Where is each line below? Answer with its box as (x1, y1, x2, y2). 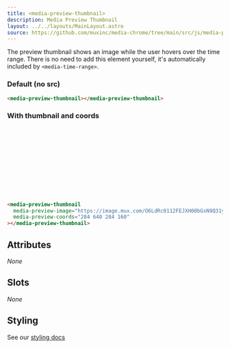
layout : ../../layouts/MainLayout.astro (7, 23, 125, 29)
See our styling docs (7, 333, 66, 341)
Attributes (7, 239, 51, 250)
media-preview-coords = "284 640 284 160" (13, 213, 130, 221)
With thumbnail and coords (7, 111, 99, 120)
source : (7, 29, 29, 36)
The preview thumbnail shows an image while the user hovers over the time (7, 48, 220, 56)
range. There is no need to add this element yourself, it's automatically (7, 55, 206, 64)
